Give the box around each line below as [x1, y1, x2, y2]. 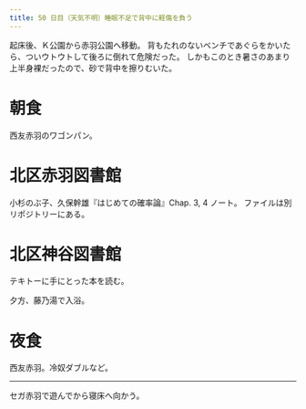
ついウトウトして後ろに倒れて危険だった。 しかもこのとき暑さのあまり [25, 51, 291, 62]
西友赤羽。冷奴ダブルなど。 [9, 362, 114, 373]
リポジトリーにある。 [9, 208, 89, 219]
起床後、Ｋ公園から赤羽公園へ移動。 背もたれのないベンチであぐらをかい [9, 39, 283, 50]
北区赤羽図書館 [9, 165, 122, 185]
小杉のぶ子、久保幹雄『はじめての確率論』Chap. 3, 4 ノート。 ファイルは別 [9, 197, 292, 208]
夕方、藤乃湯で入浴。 [9, 295, 89, 306]
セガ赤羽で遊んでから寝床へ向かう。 [9, 390, 145, 402]
